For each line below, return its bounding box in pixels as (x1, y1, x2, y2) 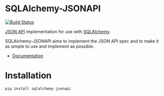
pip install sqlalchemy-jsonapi (5, 86, 71, 91)
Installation (5, 70, 52, 81)
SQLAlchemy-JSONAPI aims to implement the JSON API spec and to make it (5, 38, 159, 44)
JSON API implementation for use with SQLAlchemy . (5, 28, 111, 34)
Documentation (12, 52, 44, 59)
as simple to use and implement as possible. (5, 43, 94, 49)
